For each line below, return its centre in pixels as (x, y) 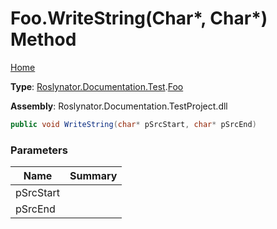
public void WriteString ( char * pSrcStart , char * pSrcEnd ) (133, 124)
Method (43, 39)
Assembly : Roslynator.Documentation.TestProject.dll (119, 106)
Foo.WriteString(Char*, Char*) (139, 18)
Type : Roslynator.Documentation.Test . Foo (97, 86)
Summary (93, 176)
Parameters (39, 150)
